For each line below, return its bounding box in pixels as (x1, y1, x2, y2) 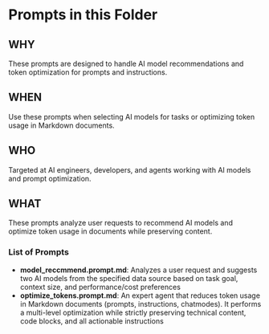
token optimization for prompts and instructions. (8, 67, 168, 77)
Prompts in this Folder (8, 6, 158, 24)
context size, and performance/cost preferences (19, 282, 181, 291)
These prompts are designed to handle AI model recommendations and (8, 59, 244, 68)
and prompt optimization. (8, 173, 92, 183)
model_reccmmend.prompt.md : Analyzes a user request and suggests (19, 265, 258, 275)
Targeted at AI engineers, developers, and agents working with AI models (8, 165, 251, 174)
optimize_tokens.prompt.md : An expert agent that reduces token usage (19, 291, 261, 300)
